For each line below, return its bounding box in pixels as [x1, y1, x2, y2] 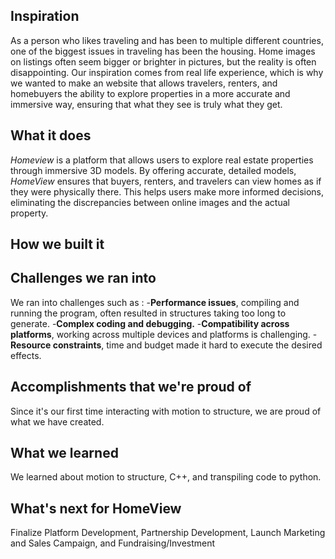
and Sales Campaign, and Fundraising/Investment [10, 537, 216, 549]
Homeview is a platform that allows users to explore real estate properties [10, 154, 314, 166]
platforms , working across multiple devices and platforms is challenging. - [10, 328, 318, 340]
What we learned [10, 445, 119, 462]
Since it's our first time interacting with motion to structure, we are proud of [10, 405, 322, 417]
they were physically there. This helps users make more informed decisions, [10, 185, 325, 198]
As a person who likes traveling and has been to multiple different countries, [10, 34, 324, 46]
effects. [10, 349, 42, 361]
